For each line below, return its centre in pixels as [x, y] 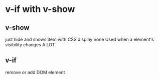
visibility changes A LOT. [31, 45]
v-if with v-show [40, 9]
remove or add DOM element [35, 72]
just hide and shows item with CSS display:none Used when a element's [79, 39]
